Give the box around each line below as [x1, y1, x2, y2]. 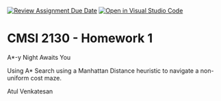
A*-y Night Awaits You [7, 53, 71, 61]
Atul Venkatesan [7, 87, 53, 96]
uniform [7, 74, 29, 82]
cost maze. [30, 74, 62, 82]
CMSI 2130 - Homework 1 [7, 31, 153, 46]
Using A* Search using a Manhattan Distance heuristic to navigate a [7, 66, 199, 75]
